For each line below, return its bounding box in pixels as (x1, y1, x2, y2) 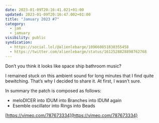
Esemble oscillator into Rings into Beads (12, 102, 95, 108)
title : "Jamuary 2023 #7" (5, 16, 59, 21)
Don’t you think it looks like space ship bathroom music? (5, 63, 122, 69)
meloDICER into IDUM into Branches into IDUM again (12, 97, 122, 103)
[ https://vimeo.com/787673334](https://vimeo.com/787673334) (5, 112, 138, 118)
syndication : (5, 40, 33, 45)
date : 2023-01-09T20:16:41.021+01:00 (5, 7, 84, 12)
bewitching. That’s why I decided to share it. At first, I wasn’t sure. (5, 78, 141, 84)
